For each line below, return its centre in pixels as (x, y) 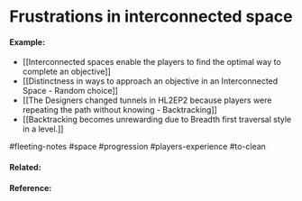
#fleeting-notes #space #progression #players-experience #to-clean (137, 147)
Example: (27, 41)
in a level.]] (43, 129)
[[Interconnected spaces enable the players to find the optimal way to (151, 62)
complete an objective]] (66, 72)
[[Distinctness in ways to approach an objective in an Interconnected (150, 81)
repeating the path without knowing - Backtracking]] (120, 110)
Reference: (31, 187)
